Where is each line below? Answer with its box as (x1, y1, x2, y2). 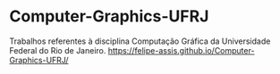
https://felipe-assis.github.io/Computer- (107, 45, 255, 55)
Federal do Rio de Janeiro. (9, 45, 106, 55)
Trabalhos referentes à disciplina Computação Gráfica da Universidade (9, 36, 271, 46)
